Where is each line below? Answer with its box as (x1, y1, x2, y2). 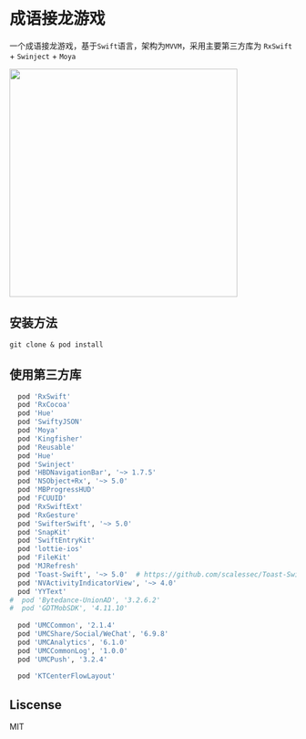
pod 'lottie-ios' (17, 545, 84, 554)
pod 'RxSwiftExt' (17, 502, 84, 511)
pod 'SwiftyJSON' (17, 417, 84, 427)
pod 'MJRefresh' (17, 562, 79, 571)
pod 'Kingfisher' (17, 434, 84, 443)
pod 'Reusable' (17, 442, 76, 452)
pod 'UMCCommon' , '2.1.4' (17, 621, 117, 630)
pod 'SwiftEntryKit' (17, 536, 96, 546)
